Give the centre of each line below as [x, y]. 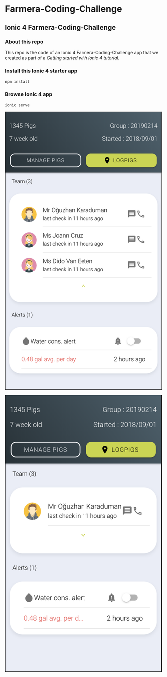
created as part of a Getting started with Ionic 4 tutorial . [62, 58]
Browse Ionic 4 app [29, 94]
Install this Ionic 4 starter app [41, 71]
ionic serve [17, 105]
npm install [17, 82]
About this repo [24, 42]
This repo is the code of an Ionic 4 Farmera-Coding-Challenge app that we [82, 52]
